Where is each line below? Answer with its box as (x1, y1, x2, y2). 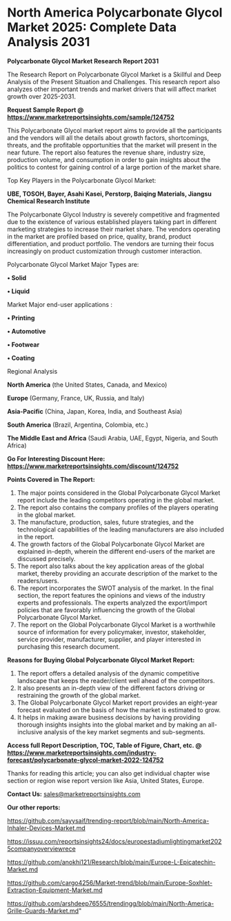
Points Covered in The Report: (7, 475, 95, 483)
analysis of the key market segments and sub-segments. (43, 727, 205, 736)
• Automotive (7, 327, 46, 335)
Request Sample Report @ (7, 105, 84, 114)
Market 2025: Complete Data (7, 19, 177, 35)
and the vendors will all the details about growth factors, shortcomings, (7, 133, 209, 142)
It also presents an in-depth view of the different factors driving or (17, 684, 205, 692)
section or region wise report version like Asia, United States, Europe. (7, 776, 205, 785)
